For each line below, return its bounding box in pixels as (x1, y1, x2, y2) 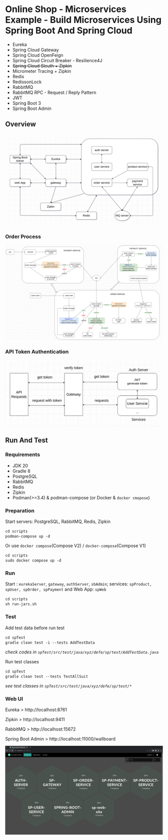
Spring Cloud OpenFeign (12, 52, 63, 58)
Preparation (5, 507, 35, 514)
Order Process (5, 233, 41, 240)
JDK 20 (12, 463, 28, 469)
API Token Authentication (5, 348, 69, 355)
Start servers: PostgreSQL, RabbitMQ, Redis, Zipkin (5, 518, 111, 524)
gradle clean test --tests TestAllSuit (5, 674, 88, 679)
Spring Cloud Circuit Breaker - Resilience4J (12, 57, 102, 63)
